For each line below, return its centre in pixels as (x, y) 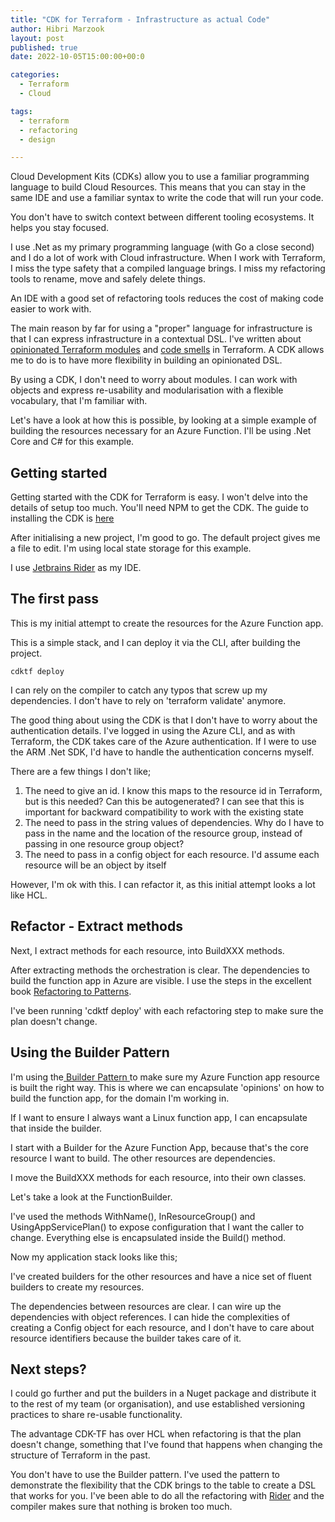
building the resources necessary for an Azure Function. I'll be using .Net (161, 431)
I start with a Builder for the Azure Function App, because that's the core (159, 1147)
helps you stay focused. (60, 228)
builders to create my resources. (77, 1287)
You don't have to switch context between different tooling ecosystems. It (162, 217)
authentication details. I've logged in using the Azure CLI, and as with (153, 730)
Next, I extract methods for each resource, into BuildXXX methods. (147, 950)
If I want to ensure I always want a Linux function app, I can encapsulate (159, 1117)
